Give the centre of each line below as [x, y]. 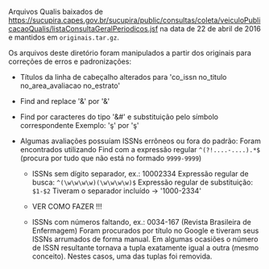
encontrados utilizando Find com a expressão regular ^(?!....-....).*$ [140, 149]
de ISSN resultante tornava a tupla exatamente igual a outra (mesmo [145, 248]
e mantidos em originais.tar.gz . [64, 37]
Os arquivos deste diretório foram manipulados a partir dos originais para [130, 53]
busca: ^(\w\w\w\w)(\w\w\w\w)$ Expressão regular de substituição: [143, 182]
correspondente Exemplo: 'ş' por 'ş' [79, 125]
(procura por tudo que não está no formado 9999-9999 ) [111, 158]
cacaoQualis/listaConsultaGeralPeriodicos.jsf [83, 29]
